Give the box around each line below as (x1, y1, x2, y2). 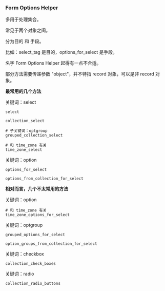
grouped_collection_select (5, 133, 63, 138)
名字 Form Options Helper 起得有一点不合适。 (5, 60, 101, 66)
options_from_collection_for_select (5, 176, 84, 181)
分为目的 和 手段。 (5, 38, 44, 45)
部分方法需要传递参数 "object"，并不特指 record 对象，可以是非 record (5, 71, 155, 77)
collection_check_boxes (5, 261, 56, 266)
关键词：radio (5, 271, 34, 277)
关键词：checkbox (5, 251, 45, 257)
